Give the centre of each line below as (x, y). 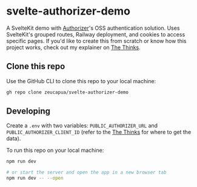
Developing (28, 111)
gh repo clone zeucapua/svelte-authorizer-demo (68, 92)
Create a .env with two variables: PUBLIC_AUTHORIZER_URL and (82, 126)
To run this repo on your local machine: (55, 151)
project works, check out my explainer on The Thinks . (73, 47)
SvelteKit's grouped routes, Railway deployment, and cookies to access (96, 34)
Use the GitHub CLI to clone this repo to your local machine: (81, 81)
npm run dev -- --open (35, 178)
